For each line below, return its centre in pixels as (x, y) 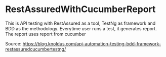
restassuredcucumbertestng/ (36, 49)
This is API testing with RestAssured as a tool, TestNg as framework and (80, 23)
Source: (13, 43)
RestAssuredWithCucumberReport (80, 9)
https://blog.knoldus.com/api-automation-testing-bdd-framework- (92, 43)
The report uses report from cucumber (46, 34)
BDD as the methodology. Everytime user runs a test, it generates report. (81, 28)
